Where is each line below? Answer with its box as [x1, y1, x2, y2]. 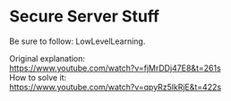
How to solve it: [9, 72, 67, 82]
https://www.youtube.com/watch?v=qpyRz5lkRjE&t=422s [9, 81, 222, 92]
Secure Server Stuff [9, 6, 159, 27]
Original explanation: [9, 53, 86, 63]
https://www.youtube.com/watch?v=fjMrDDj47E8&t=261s [9, 63, 221, 73]
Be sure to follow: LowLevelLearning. [9, 36, 146, 46]
